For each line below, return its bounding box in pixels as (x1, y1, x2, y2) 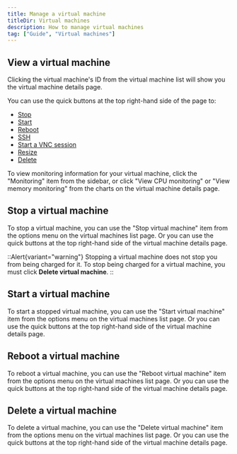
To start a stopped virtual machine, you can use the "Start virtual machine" (7, 306, 225, 316)
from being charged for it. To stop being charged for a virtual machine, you (7, 260, 226, 268)
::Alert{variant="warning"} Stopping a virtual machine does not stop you (7, 253, 218, 261)
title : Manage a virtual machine (7, 10, 106, 18)
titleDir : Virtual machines (7, 17, 91, 24)
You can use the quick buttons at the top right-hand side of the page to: (7, 96, 216, 105)
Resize (17, 148, 37, 157)
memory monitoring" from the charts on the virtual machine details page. (7, 184, 221, 193)
